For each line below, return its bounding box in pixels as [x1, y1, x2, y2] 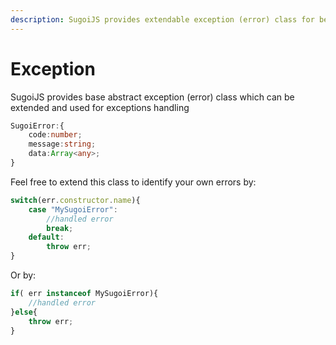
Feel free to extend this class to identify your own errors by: [10, 176, 257, 188]
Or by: [10, 269, 37, 281]
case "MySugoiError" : [28, 204, 118, 215]
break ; [46, 223, 74, 233]
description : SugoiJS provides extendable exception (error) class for [10, 14, 315, 25]
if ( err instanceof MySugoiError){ [10, 289, 159, 299]
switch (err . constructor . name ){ [10, 195, 141, 205]
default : [28, 232, 65, 243]
